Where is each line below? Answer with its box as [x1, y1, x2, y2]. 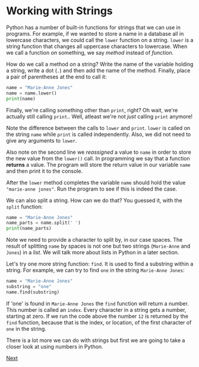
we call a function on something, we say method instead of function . [6, 49, 174, 56]
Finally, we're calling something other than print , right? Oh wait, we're [6, 106, 178, 113]
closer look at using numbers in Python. [6, 343, 103, 350]
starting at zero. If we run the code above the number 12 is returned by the [6, 312, 189, 319]
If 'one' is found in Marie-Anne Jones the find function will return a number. [6, 300, 189, 307]
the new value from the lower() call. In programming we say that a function [6, 154, 190, 162]
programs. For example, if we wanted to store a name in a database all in [6, 30, 184, 37]
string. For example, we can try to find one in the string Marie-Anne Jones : [6, 267, 185, 274]
